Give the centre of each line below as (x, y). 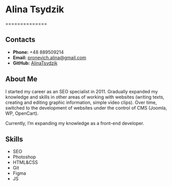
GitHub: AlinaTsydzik (35, 63)
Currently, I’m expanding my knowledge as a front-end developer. (75, 123)
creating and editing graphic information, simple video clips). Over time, (81, 102)
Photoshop (24, 157)
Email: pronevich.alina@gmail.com (49, 57)
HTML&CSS (25, 162)
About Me (21, 79)
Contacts (21, 40)
